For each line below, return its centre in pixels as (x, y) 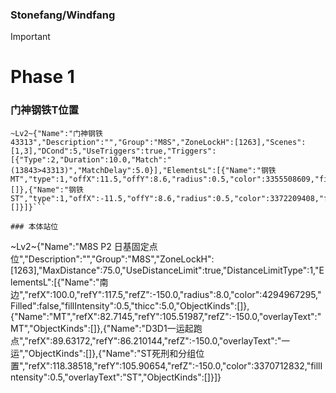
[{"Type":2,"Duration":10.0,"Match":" (91, 159)
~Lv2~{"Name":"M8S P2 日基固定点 (84, 246)
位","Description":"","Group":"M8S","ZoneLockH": (112, 259)
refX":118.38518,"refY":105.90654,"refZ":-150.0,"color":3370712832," (170, 365)
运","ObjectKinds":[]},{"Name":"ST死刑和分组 (103, 353)
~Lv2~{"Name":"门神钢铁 (56, 133)
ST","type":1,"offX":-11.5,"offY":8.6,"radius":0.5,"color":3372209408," (167, 198)
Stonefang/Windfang (63, 15)
